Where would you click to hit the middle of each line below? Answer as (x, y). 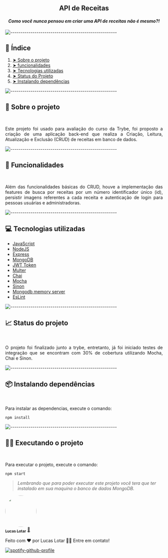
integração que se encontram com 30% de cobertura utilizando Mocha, (84, 353)
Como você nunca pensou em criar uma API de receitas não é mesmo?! (84, 21)
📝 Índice (18, 48)
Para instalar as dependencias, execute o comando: (58, 408)
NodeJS (21, 249)
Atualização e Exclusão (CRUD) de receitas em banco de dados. (71, 140)
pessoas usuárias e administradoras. (43, 203)
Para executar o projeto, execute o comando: (52, 465)
